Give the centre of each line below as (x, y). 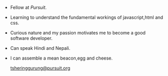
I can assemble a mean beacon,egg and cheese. (61, 58)
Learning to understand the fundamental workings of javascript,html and (87, 17)
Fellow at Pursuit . (28, 7)
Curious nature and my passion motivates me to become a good (78, 33)
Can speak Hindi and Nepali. (40, 48)
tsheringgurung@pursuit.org (40, 68)
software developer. (31, 38)
